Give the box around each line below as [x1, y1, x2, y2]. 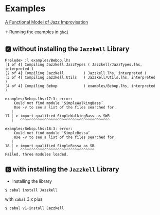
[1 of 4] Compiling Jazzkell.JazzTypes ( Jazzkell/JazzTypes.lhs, [5, 62, 142, 67]
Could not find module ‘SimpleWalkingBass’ [14, 101, 104, 106]
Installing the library [12, 178, 52, 184]
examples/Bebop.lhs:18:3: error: [5, 126, 73, 131]
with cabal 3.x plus [5, 196, 43, 202]
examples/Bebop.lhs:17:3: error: [5, 96, 73, 101]
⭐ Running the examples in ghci [5, 29, 69, 35]
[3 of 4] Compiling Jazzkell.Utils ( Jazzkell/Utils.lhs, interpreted [5, 75, 156, 80]
